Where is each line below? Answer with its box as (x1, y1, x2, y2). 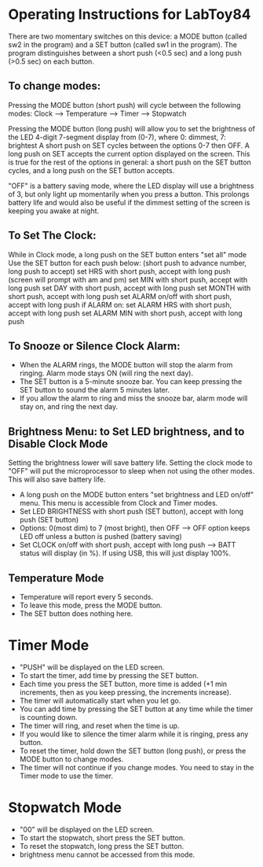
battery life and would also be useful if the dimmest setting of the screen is (8, 197, 250, 207)
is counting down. (19, 712, 78, 721)
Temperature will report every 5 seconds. (19, 592, 154, 601)
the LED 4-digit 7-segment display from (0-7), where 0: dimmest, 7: (8, 132, 226, 142)
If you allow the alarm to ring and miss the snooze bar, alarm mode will (19, 393, 248, 403)
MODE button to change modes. (19, 754, 124, 764)
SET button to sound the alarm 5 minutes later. (19, 386, 170, 395)
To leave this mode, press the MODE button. (19, 600, 163, 610)
